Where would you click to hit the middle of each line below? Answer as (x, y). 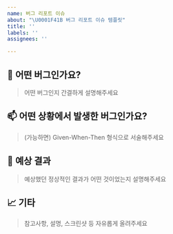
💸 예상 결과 (29, 161)
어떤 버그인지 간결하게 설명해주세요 (71, 92)
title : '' (21, 26)
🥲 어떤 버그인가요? (44, 75)
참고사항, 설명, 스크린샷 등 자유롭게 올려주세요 (86, 224)
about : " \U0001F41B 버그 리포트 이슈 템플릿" (67, 20)
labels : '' (23, 33)
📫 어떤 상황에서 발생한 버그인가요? (77, 117)
